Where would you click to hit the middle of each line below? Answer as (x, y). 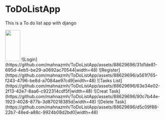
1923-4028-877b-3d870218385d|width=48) (51, 102)
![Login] (29, 59)
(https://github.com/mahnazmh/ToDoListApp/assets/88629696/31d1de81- (81, 64)
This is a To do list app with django (41, 23)
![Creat (101, 91)
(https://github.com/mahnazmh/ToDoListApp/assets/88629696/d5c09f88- (82, 107)
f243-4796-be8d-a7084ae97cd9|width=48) (51, 80)
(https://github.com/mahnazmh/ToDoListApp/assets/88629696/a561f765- (82, 75)
